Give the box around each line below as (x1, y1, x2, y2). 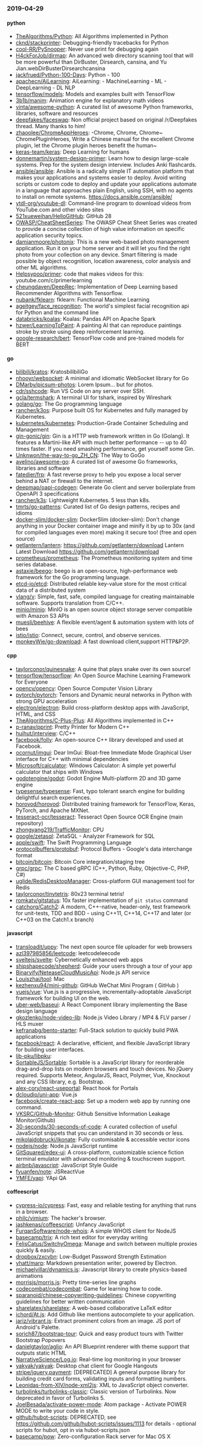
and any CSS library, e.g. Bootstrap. (15, 1078, 105, 1085)
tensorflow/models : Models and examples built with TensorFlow (15, 91, 175, 98)
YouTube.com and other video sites (15, 206, 105, 213)
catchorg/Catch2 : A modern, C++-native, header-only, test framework (15, 903, 191, 910)
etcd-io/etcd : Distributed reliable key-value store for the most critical (15, 580, 187, 588)
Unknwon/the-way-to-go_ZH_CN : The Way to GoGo (15, 452, 145, 459)
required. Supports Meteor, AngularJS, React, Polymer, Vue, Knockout (15, 1071, 190, 1078)
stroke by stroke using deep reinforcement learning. (15, 328, 145, 336)
